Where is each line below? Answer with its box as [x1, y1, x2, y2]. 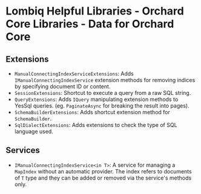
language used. [14, 128, 54, 135]
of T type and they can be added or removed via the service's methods [14, 174, 192, 181]
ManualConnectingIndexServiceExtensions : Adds [14, 70, 134, 77]
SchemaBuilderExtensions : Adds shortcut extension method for [14, 109, 170, 115]
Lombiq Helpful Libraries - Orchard [5, 4, 184, 18]
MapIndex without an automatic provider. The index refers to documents [14, 167, 192, 175]
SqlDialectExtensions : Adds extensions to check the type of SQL [14, 121, 177, 128]
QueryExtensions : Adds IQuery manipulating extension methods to [14, 95, 179, 103]
